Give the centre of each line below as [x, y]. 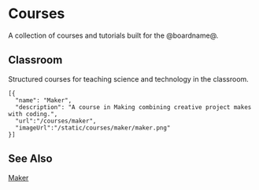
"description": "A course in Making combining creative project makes [133, 107]
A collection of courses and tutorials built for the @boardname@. [113, 35]
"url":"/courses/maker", [56, 121]
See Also [30, 159]
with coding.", [33, 114]
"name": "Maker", [44, 100]
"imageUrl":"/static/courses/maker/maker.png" [93, 128]
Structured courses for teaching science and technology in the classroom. [129, 79]
